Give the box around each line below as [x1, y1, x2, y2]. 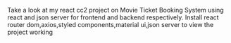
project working [7, 28, 54, 36]
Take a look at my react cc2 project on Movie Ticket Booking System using [7, 6, 224, 14]
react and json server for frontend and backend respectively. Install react [7, 13, 220, 21]
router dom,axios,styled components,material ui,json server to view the [7, 21, 214, 28]
